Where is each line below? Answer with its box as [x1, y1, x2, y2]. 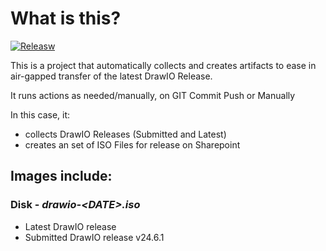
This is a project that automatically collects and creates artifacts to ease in [10, 59, 317, 71]
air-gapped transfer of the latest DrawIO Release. [10, 70, 213, 82]
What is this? [10, 7, 122, 30]
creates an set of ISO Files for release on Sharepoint [24, 138, 241, 151]
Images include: [10, 168, 113, 185]
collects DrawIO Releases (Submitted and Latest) [24, 128, 227, 140]
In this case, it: [10, 108, 71, 121]
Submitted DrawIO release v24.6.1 [24, 231, 165, 243]
